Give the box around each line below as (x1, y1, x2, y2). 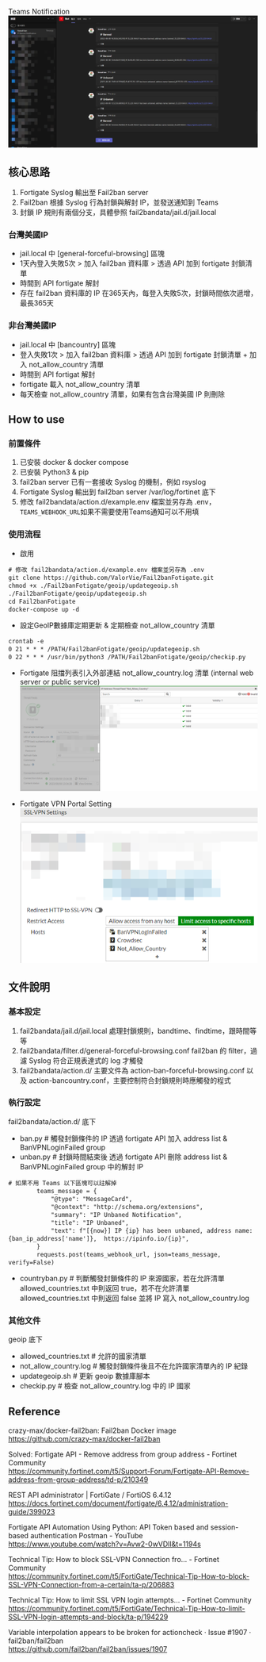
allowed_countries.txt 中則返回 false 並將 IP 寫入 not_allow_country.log (19, 1293, 249, 1303)
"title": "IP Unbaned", (50, 1219, 129, 1226)
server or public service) (19, 677, 101, 686)
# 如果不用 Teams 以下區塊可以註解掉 (8, 1179, 117, 1187)
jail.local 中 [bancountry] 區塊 (19, 340, 116, 349)
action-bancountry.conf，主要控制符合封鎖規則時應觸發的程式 (28, 1075, 231, 1085)
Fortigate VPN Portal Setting (19, 799, 112, 808)
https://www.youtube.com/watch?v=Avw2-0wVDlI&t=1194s (8, 1539, 202, 1549)
